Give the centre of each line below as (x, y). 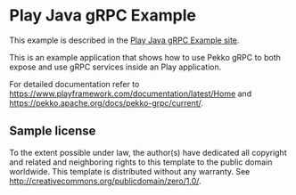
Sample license (53, 131)
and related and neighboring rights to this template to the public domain (141, 162)
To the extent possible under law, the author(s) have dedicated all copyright (148, 152)
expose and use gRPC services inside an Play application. (115, 67)
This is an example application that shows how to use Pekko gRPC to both (145, 57)
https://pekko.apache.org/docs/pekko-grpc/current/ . (106, 102)
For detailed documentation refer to (74, 84)
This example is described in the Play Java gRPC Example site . (124, 40)
